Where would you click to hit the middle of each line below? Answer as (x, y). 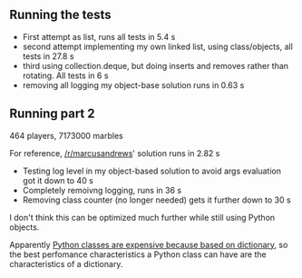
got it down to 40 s (58, 180)
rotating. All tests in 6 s (65, 75)
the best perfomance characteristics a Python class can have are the (138, 254)
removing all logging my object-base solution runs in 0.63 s (133, 84)
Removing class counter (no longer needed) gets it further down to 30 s (157, 200)
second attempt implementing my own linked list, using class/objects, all (157, 46)
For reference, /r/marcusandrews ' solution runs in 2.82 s (115, 153)
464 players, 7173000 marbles (67, 135)
